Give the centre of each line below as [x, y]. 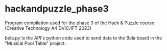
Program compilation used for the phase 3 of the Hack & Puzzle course [80, 23]
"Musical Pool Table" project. [35, 43]
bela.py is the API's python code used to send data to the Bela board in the [83, 38]
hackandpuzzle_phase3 [57, 9]
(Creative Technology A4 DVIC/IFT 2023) [48, 28]
